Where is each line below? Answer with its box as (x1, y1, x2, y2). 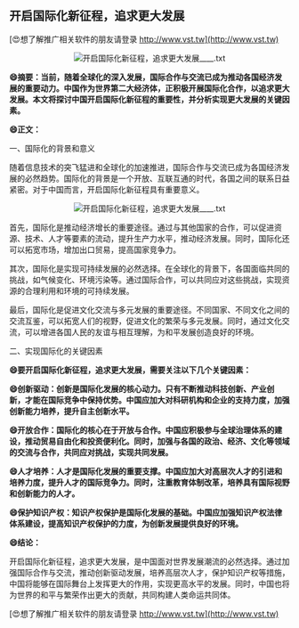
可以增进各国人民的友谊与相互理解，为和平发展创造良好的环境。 (24, 326, 259, 337)
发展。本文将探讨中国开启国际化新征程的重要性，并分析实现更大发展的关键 (9, 94, 282, 104)
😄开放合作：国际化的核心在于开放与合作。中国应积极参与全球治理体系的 (9, 424, 275, 435)
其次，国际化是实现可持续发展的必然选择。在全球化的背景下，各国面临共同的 (9, 263, 290, 273)
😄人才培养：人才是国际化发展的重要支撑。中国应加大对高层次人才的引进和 (9, 466, 283, 477)
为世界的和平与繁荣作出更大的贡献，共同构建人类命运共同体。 (9, 589, 236, 599)
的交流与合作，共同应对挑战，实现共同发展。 (9, 446, 174, 457)
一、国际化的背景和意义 (9, 143, 95, 153)
